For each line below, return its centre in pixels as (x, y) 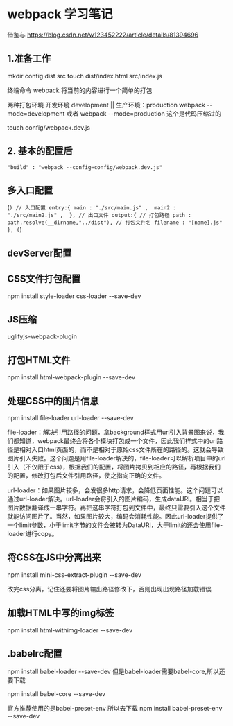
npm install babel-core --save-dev (57, 694)
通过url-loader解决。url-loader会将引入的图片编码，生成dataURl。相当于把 (114, 499)
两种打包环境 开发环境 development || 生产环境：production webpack (106, 105)
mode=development (36, 113)
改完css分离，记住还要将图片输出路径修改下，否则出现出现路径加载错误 (109, 589)
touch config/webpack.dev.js (49, 127)
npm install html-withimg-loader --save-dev (70, 630)
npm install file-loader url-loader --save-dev (70, 418)
